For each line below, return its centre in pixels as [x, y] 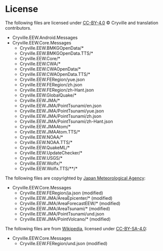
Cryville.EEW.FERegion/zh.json [51, 84]
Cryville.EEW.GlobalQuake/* [48, 95]
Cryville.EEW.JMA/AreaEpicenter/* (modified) [66, 198]
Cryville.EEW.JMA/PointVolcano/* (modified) [65, 219]
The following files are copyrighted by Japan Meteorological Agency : [75, 178]
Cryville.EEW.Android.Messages [45, 37]
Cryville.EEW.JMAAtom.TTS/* [50, 132]
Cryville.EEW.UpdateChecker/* [51, 153]
